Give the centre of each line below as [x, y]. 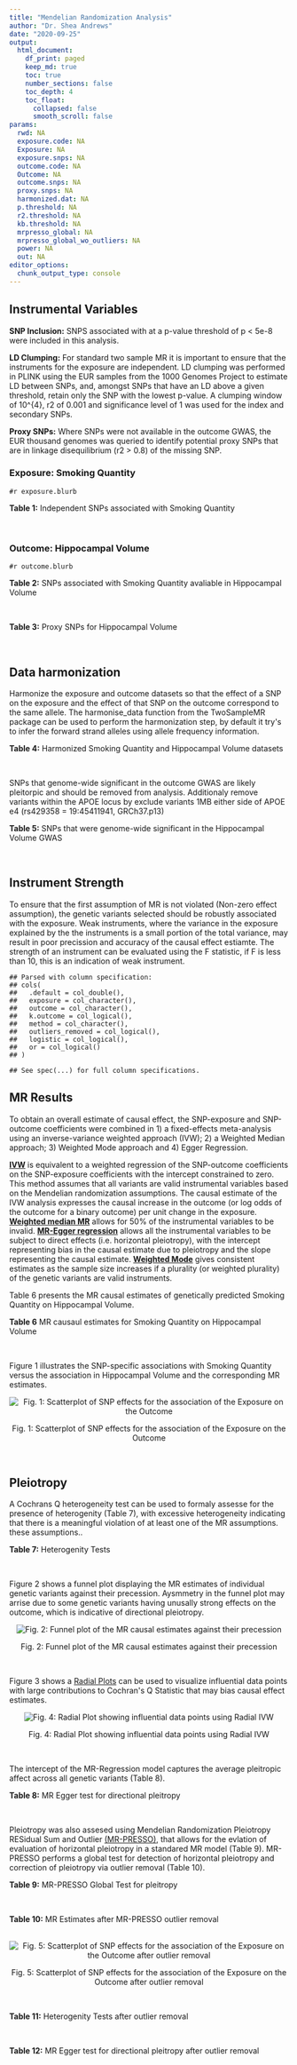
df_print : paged [55, 59]
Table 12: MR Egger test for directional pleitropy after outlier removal [134, 2051]
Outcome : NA [39, 174]
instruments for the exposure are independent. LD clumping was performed [147, 367]
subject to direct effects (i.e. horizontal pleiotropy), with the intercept [135, 1240]
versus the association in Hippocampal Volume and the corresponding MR [145, 1375]
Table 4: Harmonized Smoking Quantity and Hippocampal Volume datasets [146, 748]
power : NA [35, 249]
